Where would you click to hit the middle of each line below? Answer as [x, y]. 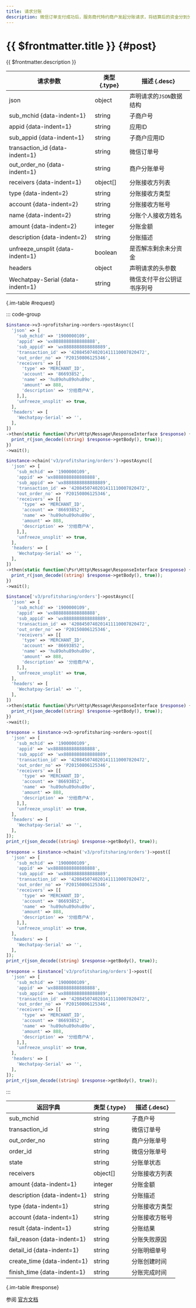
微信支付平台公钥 [153, 279]
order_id [20, 1151]
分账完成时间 [149, 1272]
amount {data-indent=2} [43, 226]
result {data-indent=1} [40, 1228]
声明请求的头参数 [153, 268]
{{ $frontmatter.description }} [41, 62]
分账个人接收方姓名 [156, 216]
